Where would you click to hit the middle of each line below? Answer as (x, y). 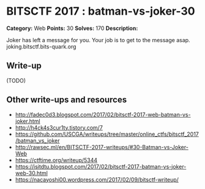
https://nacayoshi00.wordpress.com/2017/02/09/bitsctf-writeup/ (97, 179)
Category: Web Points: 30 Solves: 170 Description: (72, 28)
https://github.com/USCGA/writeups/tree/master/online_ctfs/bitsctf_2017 (107, 134)
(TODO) (16, 80)
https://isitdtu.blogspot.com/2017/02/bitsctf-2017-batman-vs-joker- (101, 166)
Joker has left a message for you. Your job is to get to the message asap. (99, 40)
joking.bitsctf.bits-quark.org (41, 46)
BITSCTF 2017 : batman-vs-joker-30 (101, 11)
